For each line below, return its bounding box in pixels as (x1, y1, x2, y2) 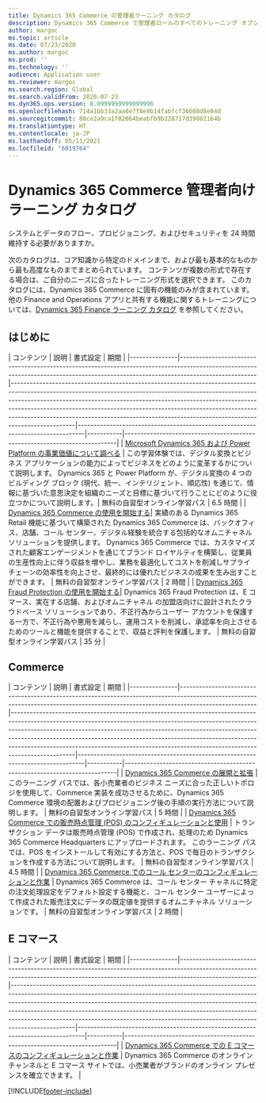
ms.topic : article (8, 33, 69, 42)
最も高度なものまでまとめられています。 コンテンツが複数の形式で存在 (14, 265, 245, 274)
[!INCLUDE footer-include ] (8, 1086, 93, 1095)
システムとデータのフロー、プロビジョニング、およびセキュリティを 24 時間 (8, 228, 256, 238)
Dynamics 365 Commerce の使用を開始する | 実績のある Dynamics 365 (8, 508, 239, 518)
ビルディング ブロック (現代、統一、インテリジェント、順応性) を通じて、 (8, 478, 248, 488)
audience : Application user (8, 71, 101, 79)
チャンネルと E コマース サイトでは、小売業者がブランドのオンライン (8, 1060, 234, 1070)
